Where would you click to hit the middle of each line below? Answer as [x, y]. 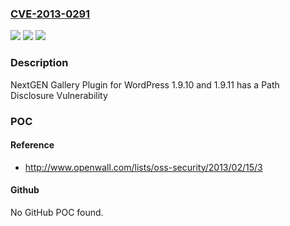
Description [39, 63]
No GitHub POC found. [57, 212]
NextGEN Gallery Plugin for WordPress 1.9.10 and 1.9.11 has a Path [145, 84]
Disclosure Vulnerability [59, 95]
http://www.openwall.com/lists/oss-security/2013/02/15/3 [143, 167]
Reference [32, 145]
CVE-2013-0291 [50, 14]
